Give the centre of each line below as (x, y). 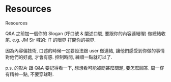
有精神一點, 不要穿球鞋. (30, 74)
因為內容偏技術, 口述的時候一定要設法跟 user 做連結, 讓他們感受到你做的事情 (85, 50)
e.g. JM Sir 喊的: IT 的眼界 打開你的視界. (54, 40)
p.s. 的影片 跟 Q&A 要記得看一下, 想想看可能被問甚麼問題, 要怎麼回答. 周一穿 (85, 68)
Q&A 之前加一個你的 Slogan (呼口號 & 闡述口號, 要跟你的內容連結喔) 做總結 (83, 33)
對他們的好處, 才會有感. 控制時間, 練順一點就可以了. (59, 57)
